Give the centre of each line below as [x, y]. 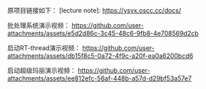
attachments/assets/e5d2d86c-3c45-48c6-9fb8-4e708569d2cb [103, 33]
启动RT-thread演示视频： [44, 48]
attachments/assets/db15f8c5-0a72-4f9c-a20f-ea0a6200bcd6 [101, 56]
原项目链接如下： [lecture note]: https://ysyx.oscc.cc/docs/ [94, 10]
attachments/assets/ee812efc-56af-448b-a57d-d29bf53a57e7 [100, 78]
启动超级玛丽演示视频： [42, 70]
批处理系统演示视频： [38, 25]
